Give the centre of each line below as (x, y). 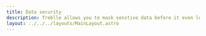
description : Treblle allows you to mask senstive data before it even (100, 18)
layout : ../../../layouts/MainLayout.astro (63, 23)
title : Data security (34, 12)
